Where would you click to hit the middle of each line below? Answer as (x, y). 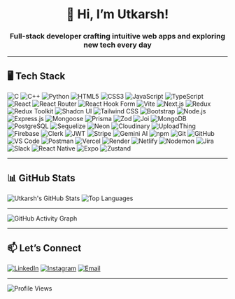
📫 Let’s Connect (44, 248)
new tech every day (117, 45)
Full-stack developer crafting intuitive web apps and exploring (117, 36)
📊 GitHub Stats (41, 178)
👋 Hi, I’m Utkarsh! (117, 14)
